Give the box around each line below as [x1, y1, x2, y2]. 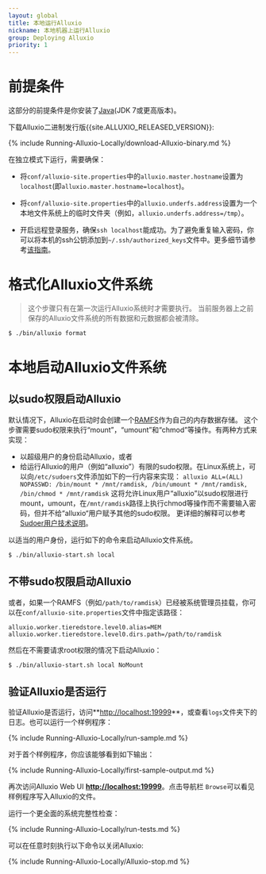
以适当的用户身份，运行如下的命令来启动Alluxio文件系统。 [8, 535, 198, 545]
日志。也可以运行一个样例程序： [8, 718, 113, 727]
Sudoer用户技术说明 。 [19, 518, 93, 528]
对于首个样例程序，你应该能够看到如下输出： [8, 749, 155, 759]
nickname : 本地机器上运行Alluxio [8, 26, 110, 34]
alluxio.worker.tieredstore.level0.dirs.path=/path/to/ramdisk [8, 630, 222, 638]
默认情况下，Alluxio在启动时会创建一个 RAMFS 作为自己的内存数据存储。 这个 [8, 414, 258, 425]
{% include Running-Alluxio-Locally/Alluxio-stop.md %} [8, 857, 191, 866]
